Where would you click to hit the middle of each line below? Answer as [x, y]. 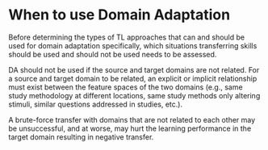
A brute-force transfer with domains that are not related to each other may [132, 119]
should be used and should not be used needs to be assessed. [113, 54]
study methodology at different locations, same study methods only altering [134, 95]
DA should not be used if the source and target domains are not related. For [134, 69]
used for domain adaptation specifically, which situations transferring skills [133, 45]
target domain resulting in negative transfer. [81, 137]
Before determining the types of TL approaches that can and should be [126, 37]
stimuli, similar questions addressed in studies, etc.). [96, 104]
